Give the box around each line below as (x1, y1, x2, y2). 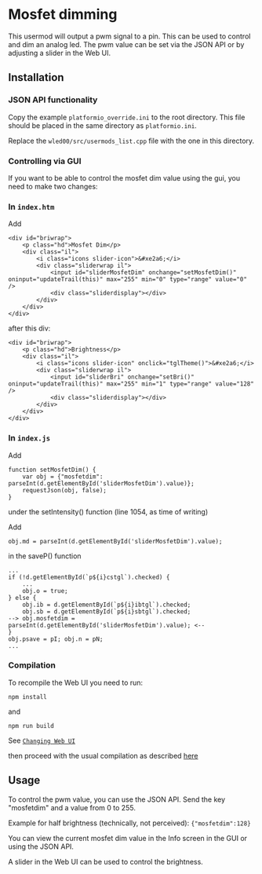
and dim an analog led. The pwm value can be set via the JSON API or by (8, 39, 245, 49)
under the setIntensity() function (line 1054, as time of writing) (8, 506, 209, 516)
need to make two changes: (8, 181, 98, 191)
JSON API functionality (8, 94, 98, 105)
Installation (8, 71, 64, 84)
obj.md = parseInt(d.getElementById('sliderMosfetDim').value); (8, 537, 223, 545)
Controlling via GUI (8, 155, 82, 166)
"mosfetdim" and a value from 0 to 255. (8, 803, 136, 812)
